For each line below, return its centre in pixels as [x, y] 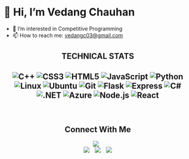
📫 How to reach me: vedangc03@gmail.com [68, 35]
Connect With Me [98, 130]
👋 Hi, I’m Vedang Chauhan [69, 12]
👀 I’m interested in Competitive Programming [67, 29]
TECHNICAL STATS [98, 56]
